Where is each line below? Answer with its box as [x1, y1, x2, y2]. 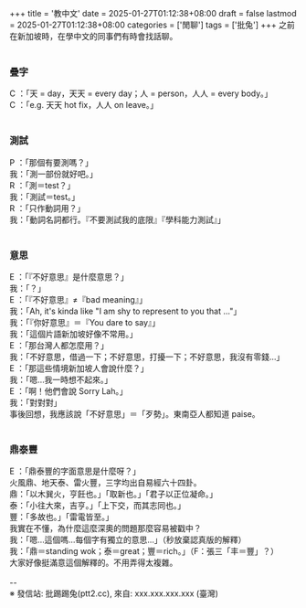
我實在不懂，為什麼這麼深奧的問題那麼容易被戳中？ [9, 523, 202, 534]
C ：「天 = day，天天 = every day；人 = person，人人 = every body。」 [9, 88, 273, 99]
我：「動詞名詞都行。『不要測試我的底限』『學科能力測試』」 [9, 214, 226, 225]
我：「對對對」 [9, 397, 62, 408]
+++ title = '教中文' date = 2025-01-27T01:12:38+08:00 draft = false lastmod [9, 8, 297, 18]
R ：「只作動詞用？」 [9, 202, 85, 213]
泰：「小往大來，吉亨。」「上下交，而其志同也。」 [9, 500, 185, 511]
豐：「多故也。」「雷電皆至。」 [9, 511, 114, 523]
